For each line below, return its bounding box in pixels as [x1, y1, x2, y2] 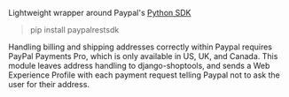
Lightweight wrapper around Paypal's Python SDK [8, 8, 191, 18]
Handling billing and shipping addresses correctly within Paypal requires [8, 41, 272, 52]
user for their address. [8, 79, 90, 89]
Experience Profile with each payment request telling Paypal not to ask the [8, 70, 280, 80]
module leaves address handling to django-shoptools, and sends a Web [8, 61, 270, 71]
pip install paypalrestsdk [29, 25, 120, 34]
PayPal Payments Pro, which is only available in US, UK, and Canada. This [8, 51, 278, 61]
